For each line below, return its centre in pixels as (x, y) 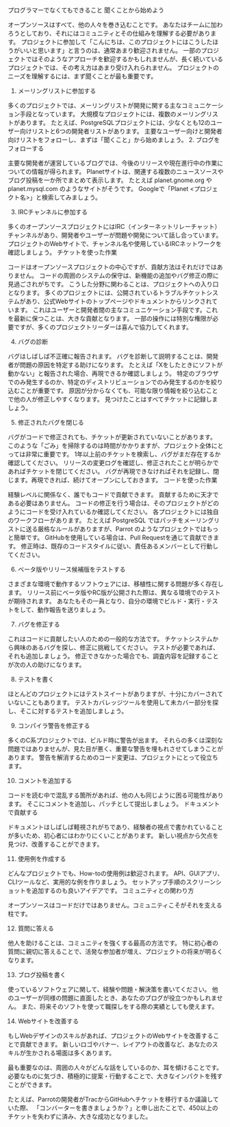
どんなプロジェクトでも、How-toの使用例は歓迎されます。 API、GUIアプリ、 (116, 873)
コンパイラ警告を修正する (54, 726)
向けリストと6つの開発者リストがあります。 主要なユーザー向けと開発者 (121, 131)
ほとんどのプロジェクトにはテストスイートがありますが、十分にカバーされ (113, 694)
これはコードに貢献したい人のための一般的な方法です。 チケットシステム (110, 639)
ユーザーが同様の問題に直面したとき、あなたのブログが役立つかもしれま (115, 998)
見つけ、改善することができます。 (55, 844)
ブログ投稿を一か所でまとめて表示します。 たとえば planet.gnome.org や (110, 180)
